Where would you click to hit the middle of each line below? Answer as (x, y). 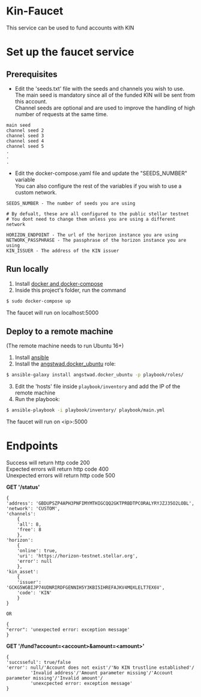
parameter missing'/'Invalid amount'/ (55, 678)
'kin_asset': (22, 572)
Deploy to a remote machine (60, 332)
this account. (31, 101)
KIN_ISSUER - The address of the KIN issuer (63, 251)
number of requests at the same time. (61, 114)
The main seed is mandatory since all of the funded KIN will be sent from (105, 95)
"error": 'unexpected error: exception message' (68, 630)
